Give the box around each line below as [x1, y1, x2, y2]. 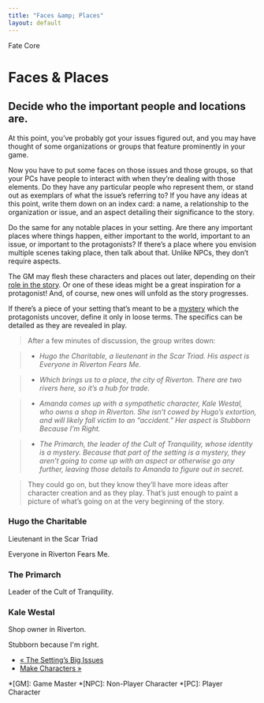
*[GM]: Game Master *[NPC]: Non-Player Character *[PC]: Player [8, 679, 223, 689]
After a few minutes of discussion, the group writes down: [27, 335, 216, 345]
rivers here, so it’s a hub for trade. [39, 383, 151, 392]
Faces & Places [8, 68, 109, 86]
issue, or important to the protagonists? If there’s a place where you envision [8, 239, 257, 249]
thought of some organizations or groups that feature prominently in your [8, 142, 246, 151]
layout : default [8, 19, 61, 27]
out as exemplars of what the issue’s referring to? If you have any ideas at [8, 191, 247, 200]
